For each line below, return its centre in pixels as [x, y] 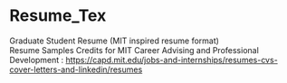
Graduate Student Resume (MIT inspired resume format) [115, 41]
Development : [37, 60]
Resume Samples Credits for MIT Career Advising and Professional [134, 50]
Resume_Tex [58, 16]
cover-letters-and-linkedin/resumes [76, 69]
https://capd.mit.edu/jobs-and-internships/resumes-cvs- [172, 60]
